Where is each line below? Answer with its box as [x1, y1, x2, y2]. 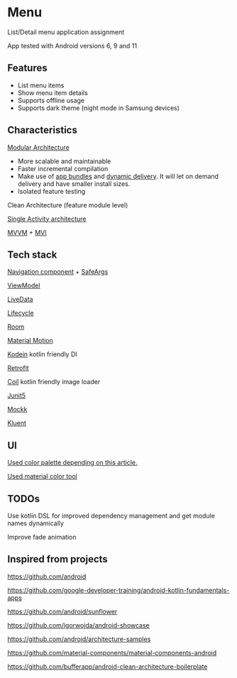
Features [7, 62, 48, 75]
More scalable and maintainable [17, 157, 111, 165]
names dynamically [7, 519, 64, 527]
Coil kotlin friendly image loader [7, 378, 101, 386]
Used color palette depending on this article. [7, 459, 138, 467]
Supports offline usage [17, 96, 85, 104]
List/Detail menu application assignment [7, 28, 125, 36]
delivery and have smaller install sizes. [17, 179, 131, 188]
